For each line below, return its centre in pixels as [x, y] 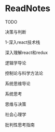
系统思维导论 [18, 83]
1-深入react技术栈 [22, 42]
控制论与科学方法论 [24, 73]
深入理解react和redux [27, 52]
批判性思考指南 [20, 125]
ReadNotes [28, 8]
